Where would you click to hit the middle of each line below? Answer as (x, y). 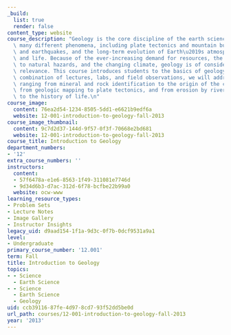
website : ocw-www (38, 193)
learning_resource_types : (44, 199)
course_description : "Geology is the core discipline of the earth (106, 39)
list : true (29, 20)
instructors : (26, 167)
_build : (18, 13)
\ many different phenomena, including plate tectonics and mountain (115, 45)
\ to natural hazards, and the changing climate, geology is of (107, 65)
